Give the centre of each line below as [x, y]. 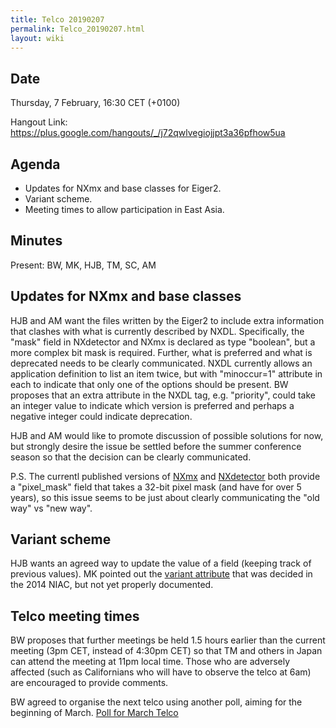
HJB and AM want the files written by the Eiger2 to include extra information [167, 320]
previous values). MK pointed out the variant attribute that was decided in [161, 574]
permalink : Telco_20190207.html [77, 29]
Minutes [36, 241]
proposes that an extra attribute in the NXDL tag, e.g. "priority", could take [163, 395]
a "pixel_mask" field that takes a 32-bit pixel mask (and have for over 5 [156, 487]
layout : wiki [37, 38]
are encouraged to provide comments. [89, 683]
